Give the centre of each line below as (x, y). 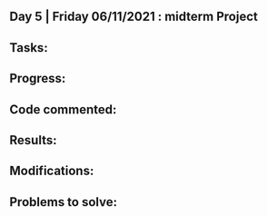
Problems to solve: (64, 202)
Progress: (38, 79)
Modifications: (52, 171)
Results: (33, 140)
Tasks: (29, 48)
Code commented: (63, 109)
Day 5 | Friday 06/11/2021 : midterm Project (134, 17)
